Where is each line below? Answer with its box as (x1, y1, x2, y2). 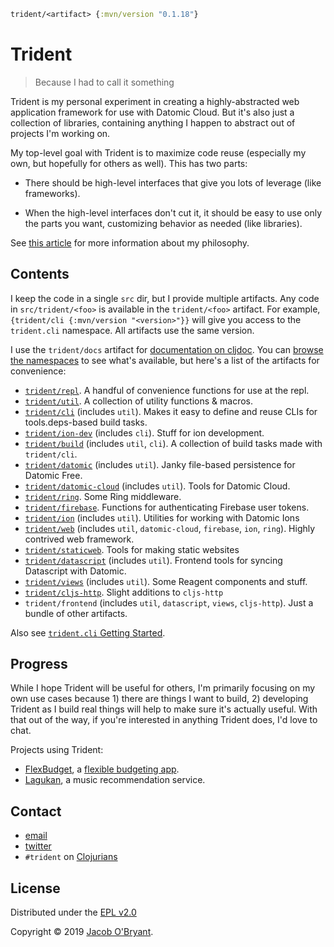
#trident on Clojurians (24, 851, 118, 863)
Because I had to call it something (34, 76, 175, 88)
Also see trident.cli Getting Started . (10, 626, 166, 639)
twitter (24, 840, 52, 852)
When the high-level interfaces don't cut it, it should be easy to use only (24, 206, 323, 219)
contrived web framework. (24, 533, 135, 545)
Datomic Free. (24, 469, 83, 481)
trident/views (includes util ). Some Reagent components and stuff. (24, 575, 308, 587)
